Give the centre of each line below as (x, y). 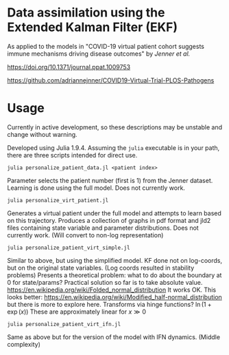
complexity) (24, 344)
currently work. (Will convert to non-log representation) (85, 235)
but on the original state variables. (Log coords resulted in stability (101, 268)
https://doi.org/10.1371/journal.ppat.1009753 (69, 67)
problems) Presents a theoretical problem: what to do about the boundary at (114, 275)
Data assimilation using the (86, 13)
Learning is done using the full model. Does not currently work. (96, 188)
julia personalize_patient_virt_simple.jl (69, 248)
